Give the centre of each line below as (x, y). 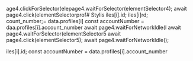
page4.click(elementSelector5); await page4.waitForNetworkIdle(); (88, 40)
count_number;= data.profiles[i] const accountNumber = (75, 21)
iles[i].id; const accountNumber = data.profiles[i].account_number (87, 52)
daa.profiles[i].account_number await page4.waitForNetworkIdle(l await (94, 27)
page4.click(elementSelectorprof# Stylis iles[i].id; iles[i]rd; (77, 15)
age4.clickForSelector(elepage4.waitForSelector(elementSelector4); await (97, 9)
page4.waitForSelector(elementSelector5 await (64, 34)
